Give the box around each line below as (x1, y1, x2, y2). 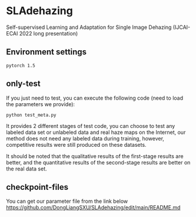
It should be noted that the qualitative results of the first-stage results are (6, 152, 184, 160)
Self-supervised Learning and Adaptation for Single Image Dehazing (6, 24, 172, 31)
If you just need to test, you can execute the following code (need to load (6, 94, 184, 101)
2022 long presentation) (19, 29, 78, 37)
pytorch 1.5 (6, 63, 35, 68)
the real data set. (6, 165, 47, 172)
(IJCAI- (172, 24, 191, 31)
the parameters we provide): (6, 100, 75, 107)
